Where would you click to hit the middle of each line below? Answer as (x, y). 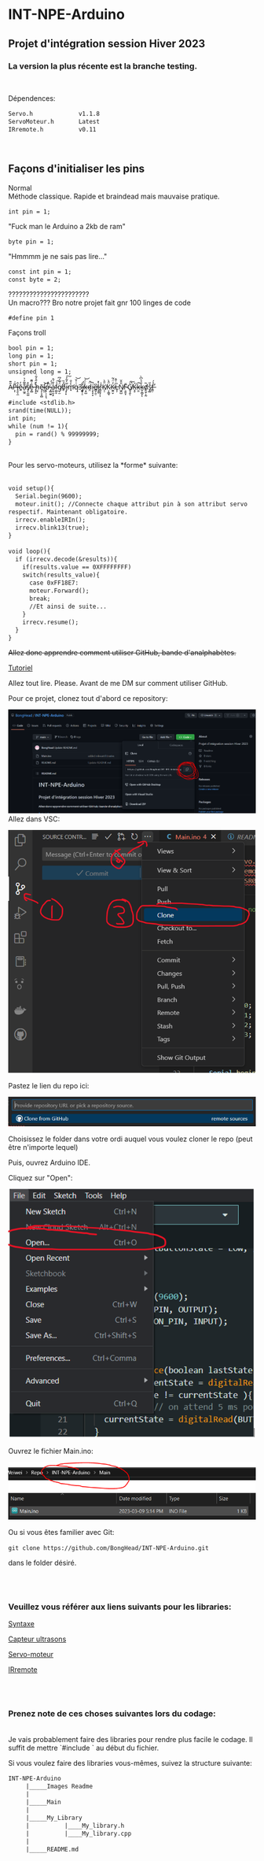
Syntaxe (22, 1624)
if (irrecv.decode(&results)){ (66, 559)
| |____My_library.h (75, 1826)
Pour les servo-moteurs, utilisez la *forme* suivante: (93, 465)
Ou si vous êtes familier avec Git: (61, 1532)
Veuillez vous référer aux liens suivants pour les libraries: (120, 1607)
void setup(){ (31, 488)
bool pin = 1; (31, 348)
